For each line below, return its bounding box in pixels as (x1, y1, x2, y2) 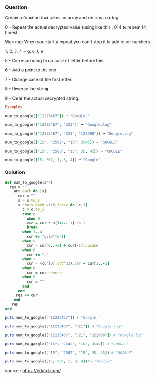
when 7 (22, 257, 36, 261)
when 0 (26, 216, 40, 221)
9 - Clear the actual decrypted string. (5, 95, 79, 101)
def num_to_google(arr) (5, 180, 53, 185)
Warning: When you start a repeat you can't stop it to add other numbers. (5, 39, 152, 45)
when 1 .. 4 (22, 230, 42, 235)
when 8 (22, 266, 36, 271)
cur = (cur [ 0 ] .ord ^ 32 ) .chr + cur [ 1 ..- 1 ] (26, 261, 109, 266)
